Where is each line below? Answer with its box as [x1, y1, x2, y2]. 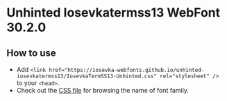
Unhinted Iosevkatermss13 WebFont [6, 5, 220, 21]
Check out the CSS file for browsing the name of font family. [16, 86, 189, 94]
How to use [6, 47, 56, 59]
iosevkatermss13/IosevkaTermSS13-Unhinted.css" [16, 73, 157, 80]
